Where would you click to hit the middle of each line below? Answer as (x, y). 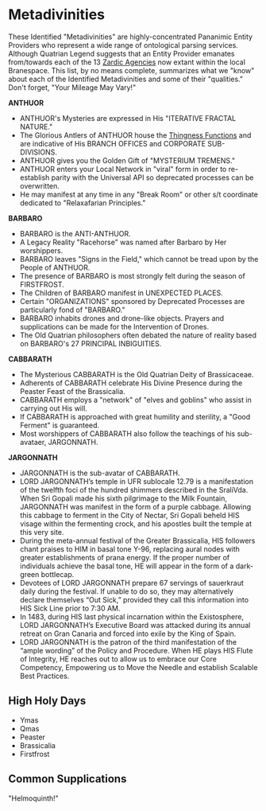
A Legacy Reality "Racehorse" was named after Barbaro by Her (123, 242)
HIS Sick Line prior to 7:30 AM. (70, 608)
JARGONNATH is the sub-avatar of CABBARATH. (100, 473)
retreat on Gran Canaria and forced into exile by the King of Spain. (128, 634)
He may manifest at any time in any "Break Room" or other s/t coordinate (139, 194)
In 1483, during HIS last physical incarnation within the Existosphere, (132, 616)
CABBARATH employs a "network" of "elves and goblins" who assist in (136, 400)
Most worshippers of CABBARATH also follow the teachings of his (127, 433)
